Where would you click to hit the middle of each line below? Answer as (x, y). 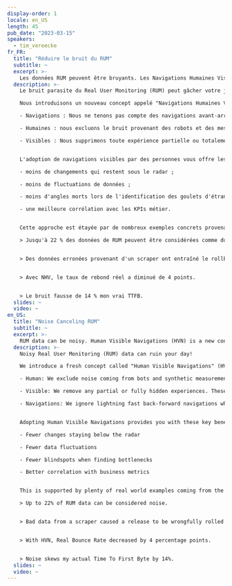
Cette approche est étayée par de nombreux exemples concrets (111, 228)
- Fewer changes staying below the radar (80, 434)
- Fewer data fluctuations (58, 447)
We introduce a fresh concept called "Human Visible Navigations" (117, 366)
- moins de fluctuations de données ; (75, 184)
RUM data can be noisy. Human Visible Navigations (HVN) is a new (117, 341)
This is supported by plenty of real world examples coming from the (122, 491)
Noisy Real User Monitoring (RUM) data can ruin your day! (106, 354)
